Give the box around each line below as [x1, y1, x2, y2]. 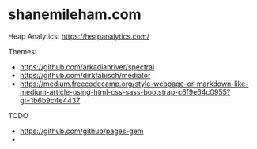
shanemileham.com [8, 6, 142, 24]
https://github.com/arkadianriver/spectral [19, 61, 155, 72]
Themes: [8, 47, 37, 56]
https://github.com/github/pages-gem [19, 126, 144, 136]
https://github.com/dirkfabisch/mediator [19, 70, 151, 80]
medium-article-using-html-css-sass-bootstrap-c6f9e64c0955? [19, 87, 231, 96]
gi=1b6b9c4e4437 [19, 95, 81, 105]
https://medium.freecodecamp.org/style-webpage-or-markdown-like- [19, 79, 249, 88]
